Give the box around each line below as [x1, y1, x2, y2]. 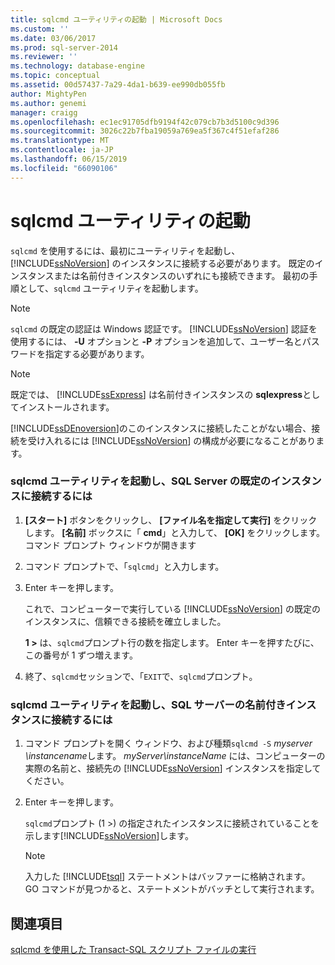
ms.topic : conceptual [10, 71, 101, 81]
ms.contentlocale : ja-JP [10, 145, 114, 155]
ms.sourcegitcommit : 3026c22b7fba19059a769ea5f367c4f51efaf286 [10, 126, 280, 136]
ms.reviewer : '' [10, 52, 78, 62]
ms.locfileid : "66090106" [10, 163, 118, 173]
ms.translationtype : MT [10, 136, 110, 146]
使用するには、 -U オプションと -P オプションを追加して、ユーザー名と [10, 335, 303, 347]
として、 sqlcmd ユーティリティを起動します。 [18, 282, 204, 294]
